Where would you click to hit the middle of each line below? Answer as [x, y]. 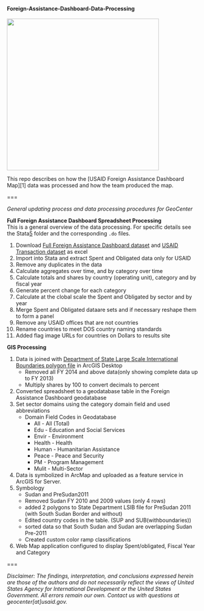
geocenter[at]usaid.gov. [37, 602]
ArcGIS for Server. [38, 482]
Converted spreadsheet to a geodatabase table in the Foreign [93, 391]
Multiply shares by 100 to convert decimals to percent [92, 385]
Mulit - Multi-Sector [59, 469]
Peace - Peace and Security [69, 456]
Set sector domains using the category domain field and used [93, 404]
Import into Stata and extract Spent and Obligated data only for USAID [103, 258]
